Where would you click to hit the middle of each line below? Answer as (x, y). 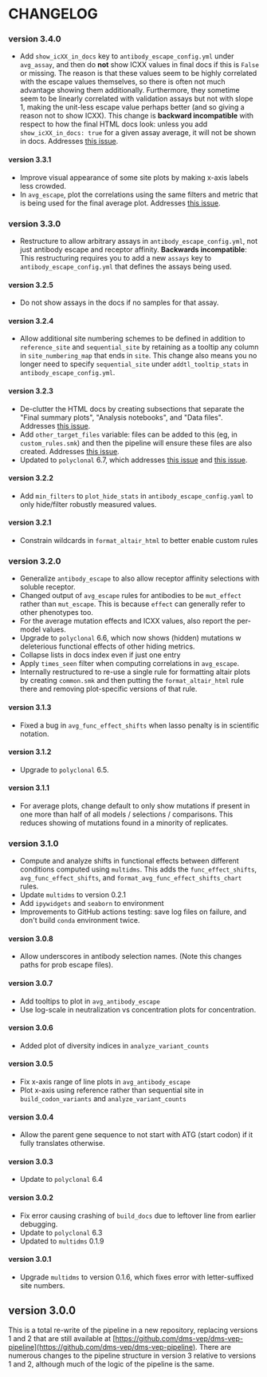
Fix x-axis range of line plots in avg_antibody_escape (105, 1082)
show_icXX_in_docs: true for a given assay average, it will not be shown (138, 133)
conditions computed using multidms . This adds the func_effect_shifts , (138, 869)
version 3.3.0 (35, 223)
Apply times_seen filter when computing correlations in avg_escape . (130, 664)
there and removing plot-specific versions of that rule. (108, 689)
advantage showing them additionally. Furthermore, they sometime (130, 90)
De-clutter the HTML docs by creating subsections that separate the (132, 409)
